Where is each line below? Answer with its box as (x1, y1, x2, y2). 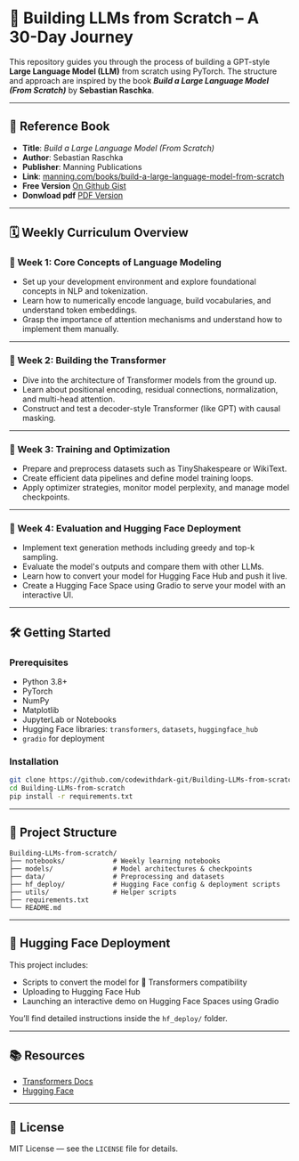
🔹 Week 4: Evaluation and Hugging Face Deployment (9, 522, 242, 534)
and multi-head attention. (21, 394, 116, 404)
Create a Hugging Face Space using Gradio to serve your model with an (21, 580, 287, 591)
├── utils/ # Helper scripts (9, 888, 177, 897)
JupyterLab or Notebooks (21, 714, 117, 725)
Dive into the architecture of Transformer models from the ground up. (21, 374, 278, 386)
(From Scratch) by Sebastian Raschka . (9, 85, 154, 95)
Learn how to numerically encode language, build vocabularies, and (21, 296, 271, 306)
